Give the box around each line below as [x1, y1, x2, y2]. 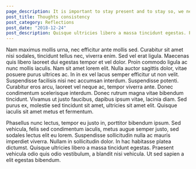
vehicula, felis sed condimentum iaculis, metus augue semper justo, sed [6, 126, 179, 133]
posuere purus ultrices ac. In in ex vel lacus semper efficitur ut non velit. [6, 71, 180, 78]
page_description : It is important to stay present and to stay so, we [6, 8, 184, 15]
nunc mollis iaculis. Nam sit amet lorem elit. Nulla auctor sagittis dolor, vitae [6, 65, 187, 72]
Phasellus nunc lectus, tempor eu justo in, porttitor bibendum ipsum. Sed [6, 119, 181, 126]
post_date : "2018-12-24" [6, 24, 66, 31]
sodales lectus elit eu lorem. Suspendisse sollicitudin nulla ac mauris [6, 132, 171, 139]
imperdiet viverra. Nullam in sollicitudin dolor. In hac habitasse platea [6, 138, 171, 145]
